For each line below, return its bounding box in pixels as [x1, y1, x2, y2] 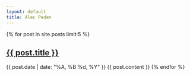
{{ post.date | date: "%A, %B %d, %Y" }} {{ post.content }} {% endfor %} [6, 64, 185, 71]
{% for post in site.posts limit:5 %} [6, 30, 90, 37]
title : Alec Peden [6, 14, 52, 20]
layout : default [6, 8, 46, 15]
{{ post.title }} [6, 47, 59, 58]
